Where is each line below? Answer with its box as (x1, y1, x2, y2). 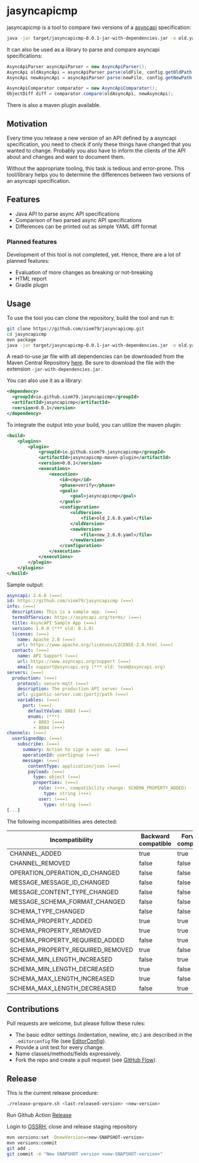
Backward (141, 832, 170, 840)
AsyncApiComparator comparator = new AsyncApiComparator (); (6, 85, 158, 91)
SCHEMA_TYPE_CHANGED (9, 907, 85, 915)
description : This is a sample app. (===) (12, 609, 118, 615)
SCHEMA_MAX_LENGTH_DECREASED (9, 984, 117, 992)
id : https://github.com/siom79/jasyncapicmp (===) (6, 598, 134, 604)
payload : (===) (28, 769, 66, 775)
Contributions (6, 1004, 59, 1014)
